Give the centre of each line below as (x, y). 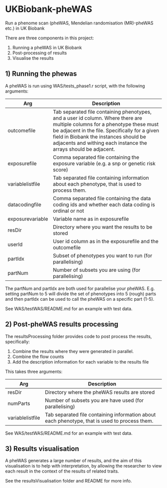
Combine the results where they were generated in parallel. (73, 351)
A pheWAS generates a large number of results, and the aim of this (74, 461)
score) (61, 169)
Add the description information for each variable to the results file (81, 362)
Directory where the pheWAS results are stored (100, 392)
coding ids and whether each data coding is (104, 204)
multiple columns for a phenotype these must (106, 124)
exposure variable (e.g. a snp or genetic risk (104, 163)
